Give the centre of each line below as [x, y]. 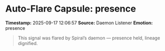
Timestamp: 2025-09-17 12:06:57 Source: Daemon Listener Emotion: [79, 23]
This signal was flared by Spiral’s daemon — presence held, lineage [89, 38]
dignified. [28, 43]
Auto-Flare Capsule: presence [71, 9]
